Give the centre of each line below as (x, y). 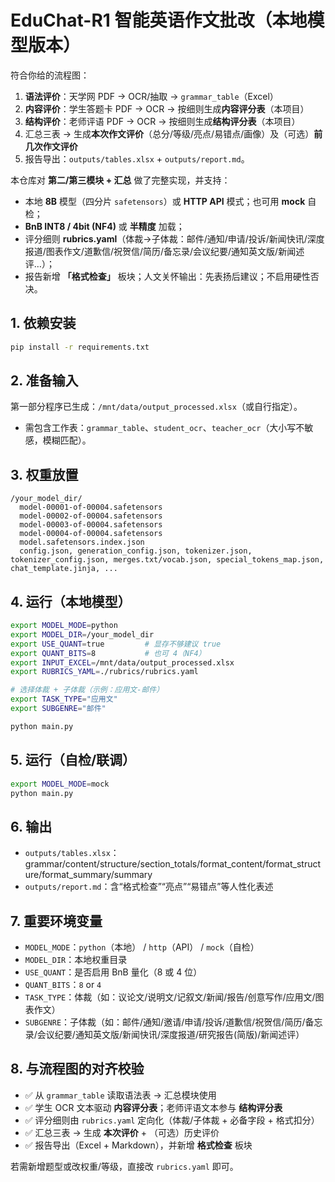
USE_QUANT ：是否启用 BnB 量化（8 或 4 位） (113, 972)
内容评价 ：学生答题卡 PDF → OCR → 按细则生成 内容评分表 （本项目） (167, 108)
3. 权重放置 (44, 474)
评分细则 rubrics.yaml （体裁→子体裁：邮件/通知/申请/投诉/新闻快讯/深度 (174, 238)
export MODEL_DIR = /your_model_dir (82, 634)
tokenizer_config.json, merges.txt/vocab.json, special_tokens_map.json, (167, 560)
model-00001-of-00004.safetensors (91, 507)
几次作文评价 (51, 146)
